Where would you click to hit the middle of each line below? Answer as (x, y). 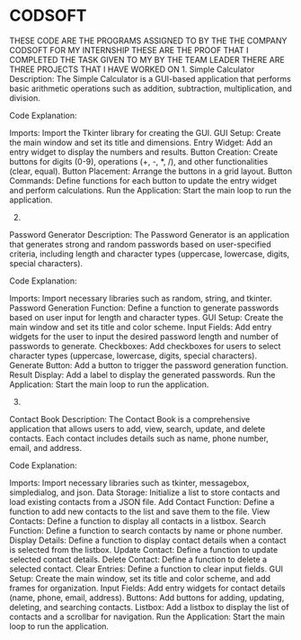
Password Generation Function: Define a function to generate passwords (144, 308)
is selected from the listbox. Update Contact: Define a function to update (144, 549)
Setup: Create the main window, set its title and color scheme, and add (140, 578)
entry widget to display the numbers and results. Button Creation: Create (144, 152)
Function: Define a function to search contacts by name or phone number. (146, 530)
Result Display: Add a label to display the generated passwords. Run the (142, 374)
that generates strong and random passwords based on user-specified (140, 244)
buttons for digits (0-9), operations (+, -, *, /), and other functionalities (139, 161)
